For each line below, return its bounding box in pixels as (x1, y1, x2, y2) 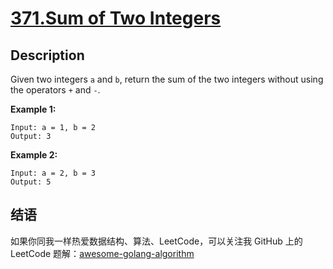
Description (10, 47, 85, 64)
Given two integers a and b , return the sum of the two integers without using (10, 73, 324, 85)
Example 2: (10, 149, 58, 161)
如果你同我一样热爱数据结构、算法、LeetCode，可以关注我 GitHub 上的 (10, 235, 303, 247)
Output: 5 (10, 177, 52, 187)
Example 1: (10, 103, 57, 115)
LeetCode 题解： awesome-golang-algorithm (10, 247, 195, 259)
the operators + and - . (10, 84, 101, 96)
